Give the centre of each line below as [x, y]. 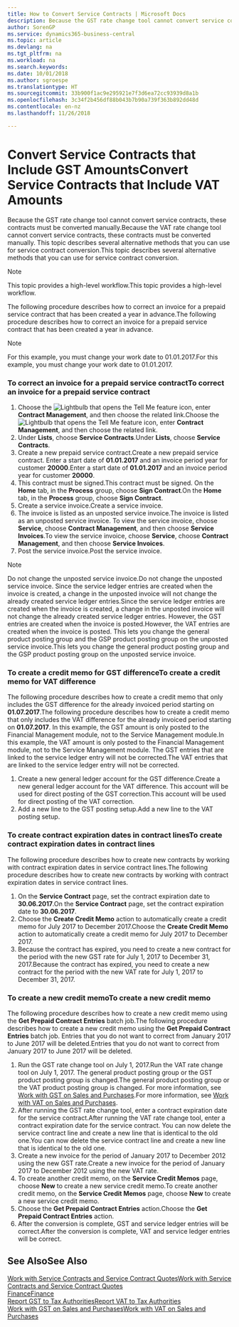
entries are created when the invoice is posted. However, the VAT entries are [119, 624]
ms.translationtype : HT [43, 87]
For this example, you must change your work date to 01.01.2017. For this [113, 357]
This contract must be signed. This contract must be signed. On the [116, 483]
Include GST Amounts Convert [98, 170]
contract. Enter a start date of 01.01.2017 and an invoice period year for [123, 460]
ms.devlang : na [30, 47]
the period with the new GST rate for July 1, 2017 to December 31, [114, 956]
